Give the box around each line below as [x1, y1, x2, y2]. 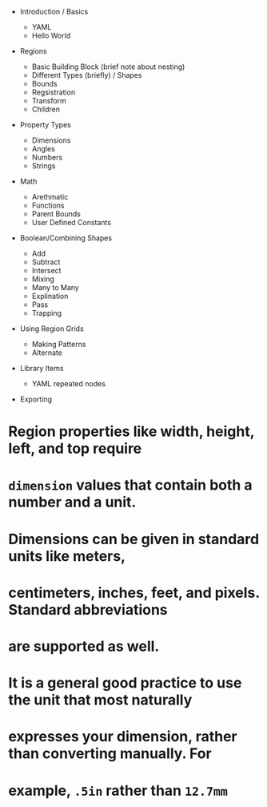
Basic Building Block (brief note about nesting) [31, 62, 185, 71]
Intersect [31, 266, 62, 275]
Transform [31, 96, 66, 105]
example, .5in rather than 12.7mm [8, 781, 228, 800]
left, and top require [8, 440, 142, 458]
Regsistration [31, 87, 76, 97]
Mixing [31, 274, 54, 284]
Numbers [31, 152, 63, 162]
